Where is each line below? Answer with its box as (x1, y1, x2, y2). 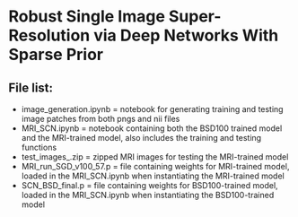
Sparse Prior (8, 45, 104, 65)
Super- (168, 6, 222, 27)
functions (21, 142, 57, 152)
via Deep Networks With (92, 25, 279, 46)
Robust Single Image (8, 6, 165, 27)
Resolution (8, 25, 91, 46)
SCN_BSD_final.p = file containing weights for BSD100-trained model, (21, 180, 279, 190)
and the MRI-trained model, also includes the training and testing (21, 133, 262, 143)
